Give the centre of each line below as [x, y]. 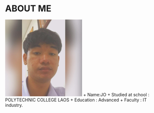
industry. [14, 105]
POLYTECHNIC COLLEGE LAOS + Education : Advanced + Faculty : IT [76, 100]
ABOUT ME [28, 9]
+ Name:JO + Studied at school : [116, 94]
